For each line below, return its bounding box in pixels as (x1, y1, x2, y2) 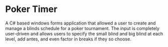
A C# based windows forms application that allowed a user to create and (5, 20, 156, 26)
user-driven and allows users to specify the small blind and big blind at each (5, 30, 163, 36)
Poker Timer (5, 3, 58, 15)
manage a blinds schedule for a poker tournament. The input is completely (5, 25, 160, 31)
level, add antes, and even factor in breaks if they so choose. (5, 36, 132, 42)
